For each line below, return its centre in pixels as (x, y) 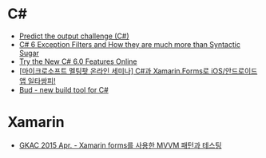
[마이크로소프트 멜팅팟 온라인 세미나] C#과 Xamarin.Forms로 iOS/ (122, 71)
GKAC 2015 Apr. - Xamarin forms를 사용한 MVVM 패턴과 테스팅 (120, 145)
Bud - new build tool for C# (64, 89)
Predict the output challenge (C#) (74, 36)
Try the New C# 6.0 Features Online (78, 61)
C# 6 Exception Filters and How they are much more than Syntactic (130, 44)
